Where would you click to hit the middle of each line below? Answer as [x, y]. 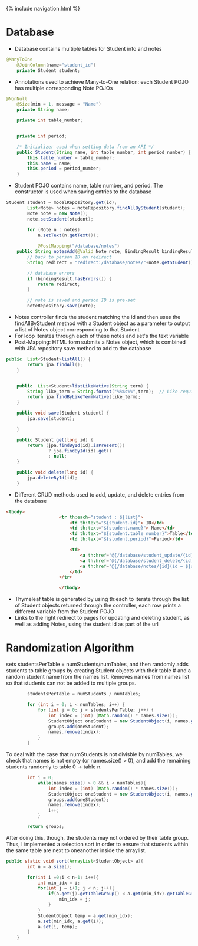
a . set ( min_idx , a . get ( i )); [71, 921]
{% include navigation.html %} [43, 9]
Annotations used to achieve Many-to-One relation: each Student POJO [101, 81]
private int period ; [42, 136]
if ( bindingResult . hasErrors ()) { [70, 279]
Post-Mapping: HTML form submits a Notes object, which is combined [100, 342]
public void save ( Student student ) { [63, 413]
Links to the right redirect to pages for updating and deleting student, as [102, 618]
